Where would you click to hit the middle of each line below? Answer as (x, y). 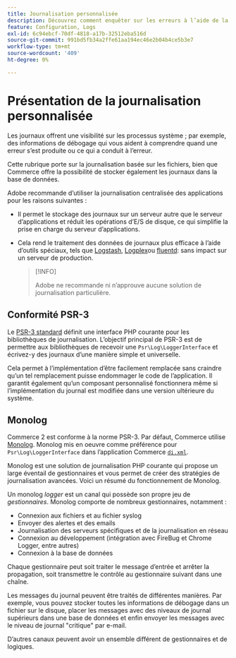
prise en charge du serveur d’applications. (79, 229)
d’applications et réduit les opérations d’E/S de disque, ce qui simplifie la (123, 221)
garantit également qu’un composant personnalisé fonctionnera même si (113, 383)
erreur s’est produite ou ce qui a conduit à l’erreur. (80, 150)
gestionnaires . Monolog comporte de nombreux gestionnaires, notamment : (117, 502)
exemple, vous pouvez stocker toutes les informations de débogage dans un (118, 603)
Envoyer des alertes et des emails (67, 523)
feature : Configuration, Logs (52, 27)
